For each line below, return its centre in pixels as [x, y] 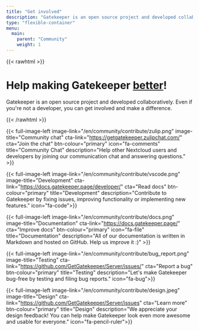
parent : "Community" [42, 39]
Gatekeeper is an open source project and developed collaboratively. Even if [99, 102]
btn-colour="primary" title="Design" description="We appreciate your [92, 309]
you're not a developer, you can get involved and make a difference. [89, 108]
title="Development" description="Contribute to [108, 192]
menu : [13, 28]
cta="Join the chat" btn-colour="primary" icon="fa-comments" [83, 143]
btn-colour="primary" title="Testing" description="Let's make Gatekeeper [97, 272]
